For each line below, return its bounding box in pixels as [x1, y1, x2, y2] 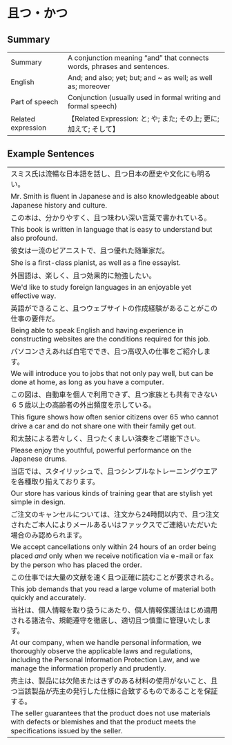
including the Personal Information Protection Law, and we [10, 655, 200, 664]
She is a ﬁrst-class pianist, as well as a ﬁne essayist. [10, 257, 181, 267]
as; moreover [68, 81, 110, 91]
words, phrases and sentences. [68, 62, 169, 71]
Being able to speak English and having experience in [10, 325, 184, 335]
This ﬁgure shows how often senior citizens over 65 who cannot [10, 412, 219, 421]
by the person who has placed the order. [10, 559, 142, 569]
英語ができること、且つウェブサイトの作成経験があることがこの [10, 304, 218, 313]
